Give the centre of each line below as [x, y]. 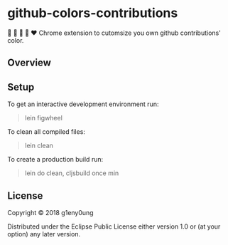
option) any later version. [44, 234]
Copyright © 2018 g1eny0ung [50, 212]
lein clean [39, 146]
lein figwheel [43, 118]
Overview [29, 63]
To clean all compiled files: [46, 132]
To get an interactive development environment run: [83, 104]
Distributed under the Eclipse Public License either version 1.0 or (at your [114, 226]
